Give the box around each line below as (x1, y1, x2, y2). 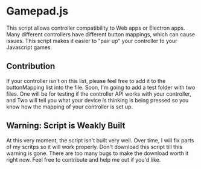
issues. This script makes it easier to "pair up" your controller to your (6, 37, 177, 44)
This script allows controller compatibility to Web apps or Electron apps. (6, 24, 185, 31)
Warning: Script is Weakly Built (6, 121, 126, 131)
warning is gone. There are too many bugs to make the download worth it (6, 150, 189, 157)
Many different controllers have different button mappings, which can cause (6, 30, 195, 38)
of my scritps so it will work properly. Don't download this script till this (6, 143, 183, 150)
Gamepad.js (6, 4, 68, 18)
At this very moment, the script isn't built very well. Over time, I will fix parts (6, 136, 194, 144)
